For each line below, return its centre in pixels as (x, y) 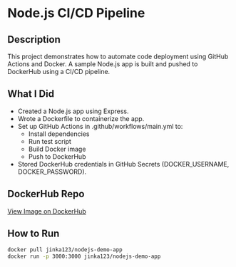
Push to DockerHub (57, 156)
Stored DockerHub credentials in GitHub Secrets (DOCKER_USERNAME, (123, 164)
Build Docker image (57, 149)
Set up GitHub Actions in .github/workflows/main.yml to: (100, 126)
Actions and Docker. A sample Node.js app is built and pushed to (103, 64)
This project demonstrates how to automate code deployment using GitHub (118, 56)
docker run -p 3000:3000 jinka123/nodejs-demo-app (84, 257)
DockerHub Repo (46, 194)
